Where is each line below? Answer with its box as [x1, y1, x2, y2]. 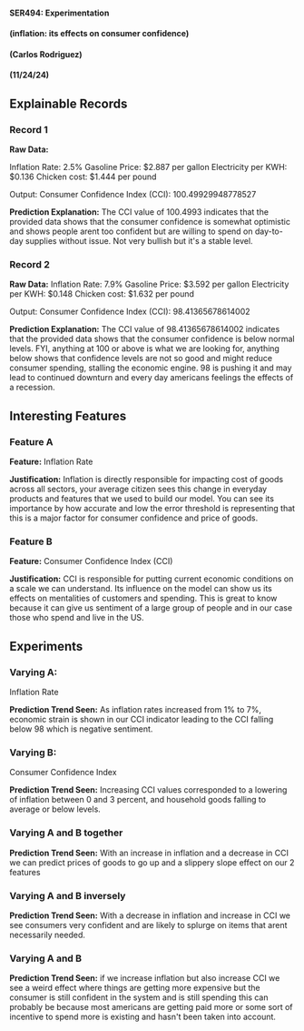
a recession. [9, 382, 56, 393]
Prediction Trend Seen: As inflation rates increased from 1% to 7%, [9, 704, 261, 715]
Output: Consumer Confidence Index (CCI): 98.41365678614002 [9, 306, 251, 318]
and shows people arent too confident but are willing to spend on [9, 226, 253, 237]
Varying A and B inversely [9, 889, 126, 902]
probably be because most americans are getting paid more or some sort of [9, 1002, 293, 1013]
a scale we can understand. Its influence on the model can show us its [9, 583, 272, 594]
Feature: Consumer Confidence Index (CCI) [9, 556, 173, 567]
